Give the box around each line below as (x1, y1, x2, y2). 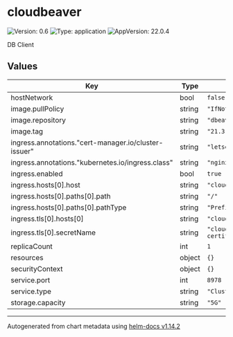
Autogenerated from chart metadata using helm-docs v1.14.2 (7, 322, 180, 330)
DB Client (7, 40, 35, 48)
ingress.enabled (10, 169, 63, 179)
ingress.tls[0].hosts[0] (10, 214, 85, 224)
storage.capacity (10, 298, 66, 307)
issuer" (10, 146, 35, 156)
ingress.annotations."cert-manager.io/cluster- (10, 138, 164, 147)
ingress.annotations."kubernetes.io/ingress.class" (10, 157, 173, 167)
